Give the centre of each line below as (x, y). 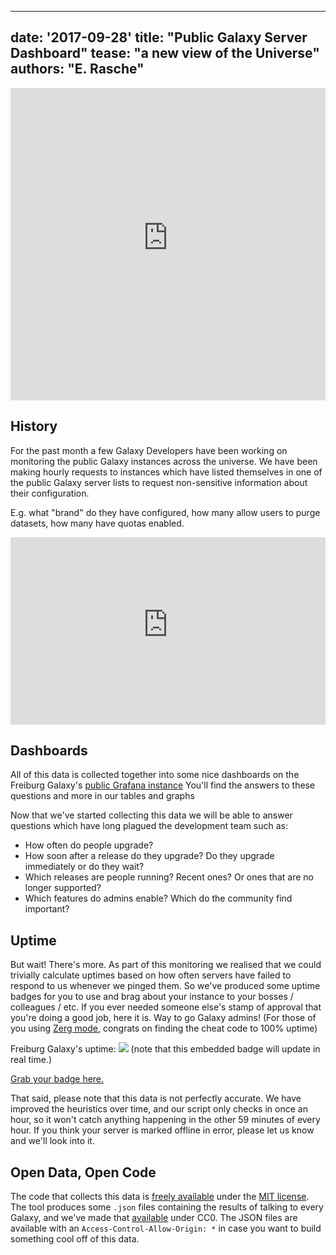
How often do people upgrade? (89, 845)
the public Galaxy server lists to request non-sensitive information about (159, 482)
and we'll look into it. (52, 1141)
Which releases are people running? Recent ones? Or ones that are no (169, 877)
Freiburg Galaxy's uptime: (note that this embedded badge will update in (165, 1049)
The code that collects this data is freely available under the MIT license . (160, 1197)
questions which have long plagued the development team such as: (149, 826)
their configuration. (50, 493)
